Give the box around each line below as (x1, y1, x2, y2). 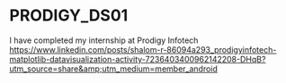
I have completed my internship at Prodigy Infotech (9, 35, 199, 46)
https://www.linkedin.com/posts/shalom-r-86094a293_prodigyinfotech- (9, 44, 277, 54)
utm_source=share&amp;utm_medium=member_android (9, 63, 219, 74)
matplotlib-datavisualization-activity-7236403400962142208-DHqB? (9, 54, 266, 64)
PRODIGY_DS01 (9, 5, 129, 26)
